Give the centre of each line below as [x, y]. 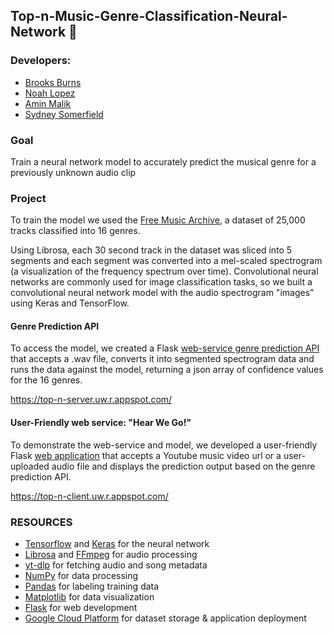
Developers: [41, 61]
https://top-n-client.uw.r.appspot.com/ [89, 496]
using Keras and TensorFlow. [70, 303]
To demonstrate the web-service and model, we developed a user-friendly [164, 445]
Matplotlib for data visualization [89, 596]
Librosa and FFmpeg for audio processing [111, 554]
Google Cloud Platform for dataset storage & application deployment [165, 618]
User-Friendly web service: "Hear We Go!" [101, 423]
